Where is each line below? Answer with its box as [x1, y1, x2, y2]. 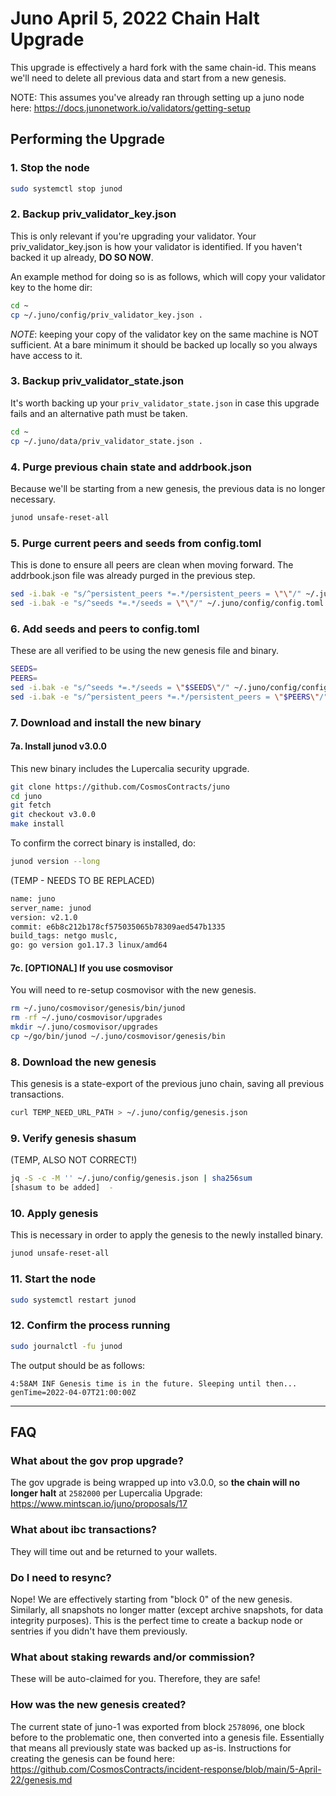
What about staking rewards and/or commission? [10, 1650, 256, 1664]
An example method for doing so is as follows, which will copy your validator [10, 270, 326, 282]
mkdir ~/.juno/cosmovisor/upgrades [10, 1022, 159, 1032]
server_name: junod [10, 903, 92, 913]
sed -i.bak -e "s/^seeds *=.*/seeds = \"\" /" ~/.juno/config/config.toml [10, 598, 325, 608]
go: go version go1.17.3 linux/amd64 [10, 940, 168, 951]
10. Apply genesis [10, 1207, 99, 1221]
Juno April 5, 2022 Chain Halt [10, 7, 260, 30]
